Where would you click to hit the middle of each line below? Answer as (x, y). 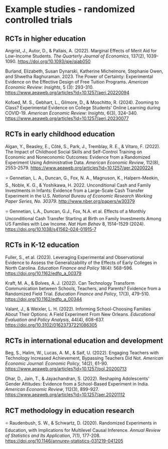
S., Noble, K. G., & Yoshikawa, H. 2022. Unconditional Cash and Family (78, 185)
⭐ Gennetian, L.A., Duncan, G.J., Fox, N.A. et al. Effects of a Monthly (75, 211)
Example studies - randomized (70, 9)
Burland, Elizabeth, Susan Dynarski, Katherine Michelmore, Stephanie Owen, (84, 71)
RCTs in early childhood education (60, 134)
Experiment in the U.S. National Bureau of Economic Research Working (79, 196)
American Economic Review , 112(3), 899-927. (52, 390)
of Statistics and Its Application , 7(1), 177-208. (53, 436)
